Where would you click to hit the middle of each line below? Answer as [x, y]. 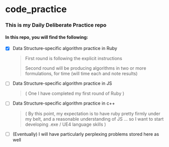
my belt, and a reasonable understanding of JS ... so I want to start [94, 119]
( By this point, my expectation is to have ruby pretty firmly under [93, 113]
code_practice [36, 9]
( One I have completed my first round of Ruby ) [75, 93]
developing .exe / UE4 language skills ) [66, 124]
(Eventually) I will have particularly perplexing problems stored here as [86, 134]
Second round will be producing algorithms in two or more [86, 68]
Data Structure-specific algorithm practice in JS [62, 83]
